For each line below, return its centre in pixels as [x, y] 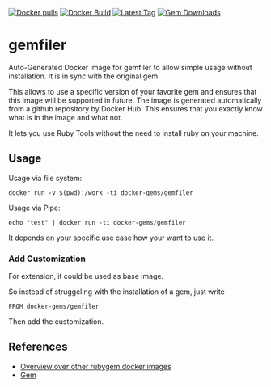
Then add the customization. [56, 322]
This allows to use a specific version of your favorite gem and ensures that [133, 91]
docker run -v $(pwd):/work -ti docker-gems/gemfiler [101, 193]
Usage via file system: [45, 178]
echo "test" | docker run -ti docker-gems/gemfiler [97, 222]
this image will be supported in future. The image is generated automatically [135, 100]
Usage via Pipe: [34, 208]
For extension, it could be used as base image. [86, 276]
